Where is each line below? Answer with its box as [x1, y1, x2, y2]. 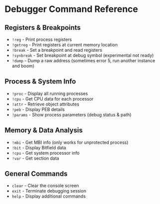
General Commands [4, 170, 68, 178]
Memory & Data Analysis [4, 126, 83, 135]
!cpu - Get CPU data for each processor [11, 96, 94, 102]
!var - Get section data [11, 155, 59, 161]
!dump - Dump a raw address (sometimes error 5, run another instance [11, 58, 156, 63]
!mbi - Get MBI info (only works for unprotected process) [11, 139, 129, 145]
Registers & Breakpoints [4, 23, 81, 32]
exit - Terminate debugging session [11, 188, 86, 194]
